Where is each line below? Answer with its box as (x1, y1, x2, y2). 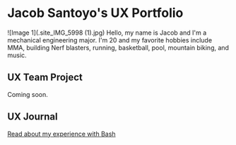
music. (7, 51, 27, 59)
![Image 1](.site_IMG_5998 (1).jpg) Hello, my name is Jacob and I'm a (7, 28, 207, 37)
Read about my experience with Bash (7, 129, 116, 138)
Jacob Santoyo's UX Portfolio (7, 5, 184, 21)
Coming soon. (7, 90, 48, 98)
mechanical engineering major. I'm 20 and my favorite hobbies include (7, 35, 213, 44)
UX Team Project (7, 71, 83, 83)
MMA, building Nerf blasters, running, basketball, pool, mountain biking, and (7, 43, 230, 52)
